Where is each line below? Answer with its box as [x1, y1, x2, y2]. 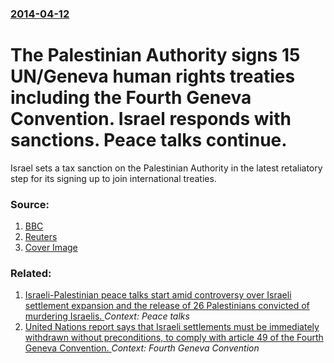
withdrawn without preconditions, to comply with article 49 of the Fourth [24, 332, 324, 344]
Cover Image [24, 242, 78, 254]
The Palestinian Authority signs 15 [10, 44, 301, 67]
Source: [10, 197, 50, 211]
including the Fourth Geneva [10, 87, 252, 109]
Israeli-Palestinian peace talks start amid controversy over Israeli [24, 289, 292, 301]
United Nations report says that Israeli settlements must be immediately [24, 321, 320, 333]
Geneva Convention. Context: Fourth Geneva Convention [24, 342, 260, 354]
